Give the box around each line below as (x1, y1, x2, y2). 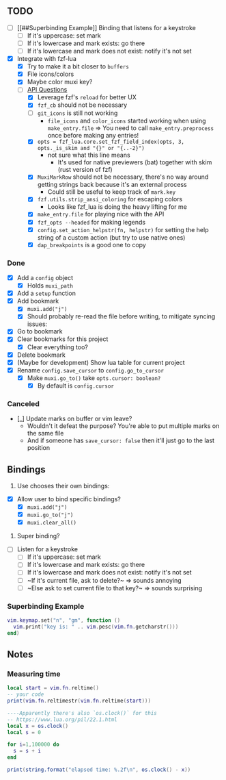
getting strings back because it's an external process (37, 181, 187, 189)
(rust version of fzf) (57, 166, 113, 174)
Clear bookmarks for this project (16, 335, 109, 343)
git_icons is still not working (37, 109, 118, 117)
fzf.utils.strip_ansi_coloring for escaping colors (37, 195, 183, 203)
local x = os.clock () (7, 722, 69, 729)
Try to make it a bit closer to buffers (27, 62, 130, 71)
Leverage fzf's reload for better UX (37, 93, 137, 101)
